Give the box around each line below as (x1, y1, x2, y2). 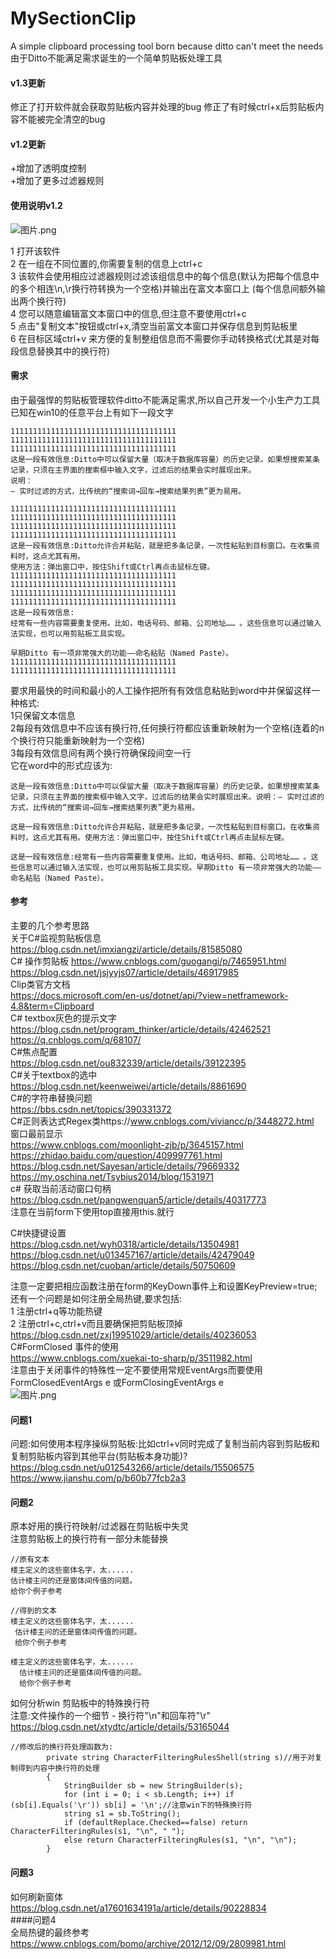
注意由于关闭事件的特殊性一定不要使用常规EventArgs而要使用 (10, 1363, 263, 1376)
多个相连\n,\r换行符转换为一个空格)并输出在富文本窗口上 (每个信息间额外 (18, 282, 317, 294)
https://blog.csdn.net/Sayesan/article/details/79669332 (10, 1160, 240, 1172)
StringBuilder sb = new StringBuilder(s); (63, 1781, 244, 1791)
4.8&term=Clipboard (10, 1000, 95, 1012)
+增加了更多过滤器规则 (10, 175, 105, 187)
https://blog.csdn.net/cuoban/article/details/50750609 (10, 1259, 236, 1271)
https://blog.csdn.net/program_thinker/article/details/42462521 (10, 1023, 271, 1035)
